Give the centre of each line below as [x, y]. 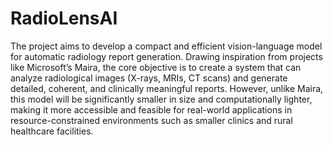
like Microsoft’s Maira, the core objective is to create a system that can [156, 67]
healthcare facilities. [52, 131]
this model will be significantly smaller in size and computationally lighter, [161, 99]
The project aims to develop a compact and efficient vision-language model [166, 46]
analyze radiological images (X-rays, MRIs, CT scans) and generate [149, 78]
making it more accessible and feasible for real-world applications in [151, 109]
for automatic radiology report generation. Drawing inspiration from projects [166, 56]
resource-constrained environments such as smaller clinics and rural [151, 120]
